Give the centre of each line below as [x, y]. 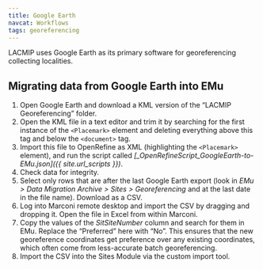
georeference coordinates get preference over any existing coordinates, [137, 240]
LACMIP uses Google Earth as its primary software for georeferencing [122, 53]
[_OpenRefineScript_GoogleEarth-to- [194, 156]
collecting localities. [41, 61]
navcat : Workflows [38, 23]
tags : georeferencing [44, 30]
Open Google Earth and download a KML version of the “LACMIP [126, 105]
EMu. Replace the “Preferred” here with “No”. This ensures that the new [136, 231]
